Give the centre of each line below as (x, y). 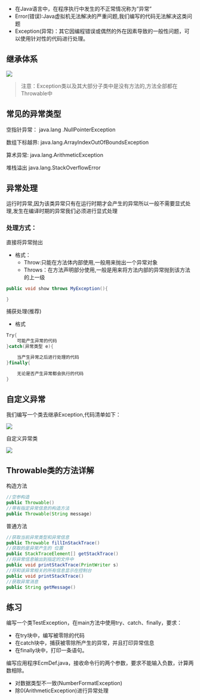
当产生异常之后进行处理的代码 (48, 357)
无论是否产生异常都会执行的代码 (50, 374)
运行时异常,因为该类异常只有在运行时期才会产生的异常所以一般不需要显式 (96, 203)
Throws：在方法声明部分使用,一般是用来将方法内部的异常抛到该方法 (107, 270)
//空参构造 (18, 497)
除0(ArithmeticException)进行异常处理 (61, 690)
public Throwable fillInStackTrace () (53, 543)
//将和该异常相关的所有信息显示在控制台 (49, 571)
